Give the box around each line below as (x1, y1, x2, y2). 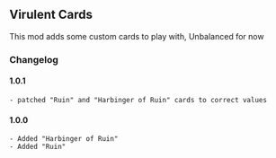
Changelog (9, 53, 58, 66)
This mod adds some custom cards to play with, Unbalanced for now (9, 31, 264, 41)
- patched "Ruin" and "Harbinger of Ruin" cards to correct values (9, 95, 268, 104)
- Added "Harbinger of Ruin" (9, 135, 119, 144)
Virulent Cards (9, 7, 93, 22)
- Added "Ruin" (9, 143, 67, 152)
